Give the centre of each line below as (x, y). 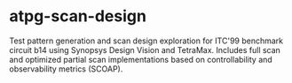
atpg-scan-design (78, 16)
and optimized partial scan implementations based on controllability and (141, 59)
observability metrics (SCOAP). (66, 69)
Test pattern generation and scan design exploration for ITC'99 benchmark (146, 41)
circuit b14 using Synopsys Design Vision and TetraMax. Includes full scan (145, 49)
